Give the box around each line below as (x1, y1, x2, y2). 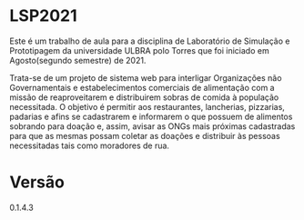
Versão (9, 172, 66, 193)
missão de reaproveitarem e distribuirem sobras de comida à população (9, 92, 279, 103)
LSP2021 (9, 5, 77, 26)
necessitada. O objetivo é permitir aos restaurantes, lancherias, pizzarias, (9, 101, 285, 112)
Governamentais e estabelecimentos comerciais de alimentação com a (9, 82, 275, 93)
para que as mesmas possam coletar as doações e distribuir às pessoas (9, 130, 280, 141)
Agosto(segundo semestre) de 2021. (9, 55, 147, 65)
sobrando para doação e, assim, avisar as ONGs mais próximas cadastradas (9, 120, 296, 132)
